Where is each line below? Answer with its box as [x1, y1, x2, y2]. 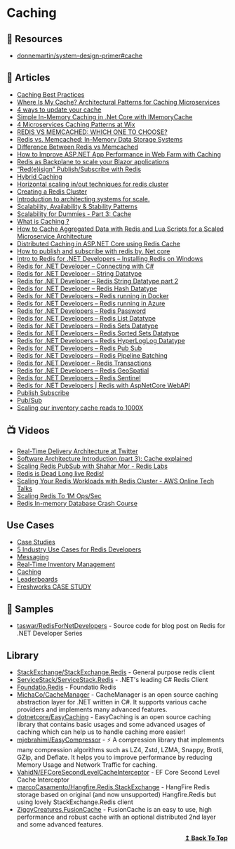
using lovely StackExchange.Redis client [16, 798, 134, 806]
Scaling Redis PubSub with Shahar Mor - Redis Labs [16, 462, 168, 470]
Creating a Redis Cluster [16, 187, 88, 196]
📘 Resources [6, 33, 63, 45]
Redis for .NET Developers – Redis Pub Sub [16, 344, 142, 352]
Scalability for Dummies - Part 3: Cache [16, 209, 131, 218]
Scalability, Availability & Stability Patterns [16, 202, 138, 210]
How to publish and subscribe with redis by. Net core [16, 247, 170, 255]
